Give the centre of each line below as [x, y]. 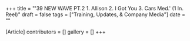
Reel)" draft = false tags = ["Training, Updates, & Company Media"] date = [96, 14]
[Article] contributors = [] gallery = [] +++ [56, 32]
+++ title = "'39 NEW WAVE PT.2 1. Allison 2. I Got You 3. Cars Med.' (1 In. [94, 8]
